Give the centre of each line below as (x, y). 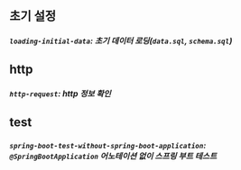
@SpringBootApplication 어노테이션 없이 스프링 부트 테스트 (113, 156)
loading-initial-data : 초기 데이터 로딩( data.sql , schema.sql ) (121, 40)
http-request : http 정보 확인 (60, 94)
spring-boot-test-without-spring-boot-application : (108, 145)
